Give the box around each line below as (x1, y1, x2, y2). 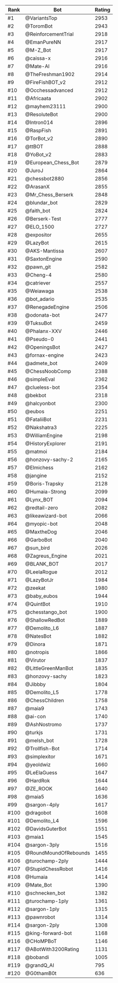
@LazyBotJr (25, 576, 54, 583)
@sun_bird (25, 544, 50, 551)
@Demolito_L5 (25, 689, 59, 696)
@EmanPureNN (25, 39, 61, 45)
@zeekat (25, 585, 46, 591)
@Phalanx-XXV (25, 328, 62, 334)
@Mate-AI (25, 63, 50, 70)
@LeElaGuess (25, 769, 58, 776)
